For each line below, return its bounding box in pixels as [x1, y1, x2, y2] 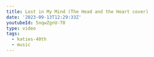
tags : [6, 31, 20, 37]
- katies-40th [11, 36, 47, 42]
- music [11, 42, 31, 48]
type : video [6, 25, 36, 31]
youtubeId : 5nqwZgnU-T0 [6, 20, 66, 26]
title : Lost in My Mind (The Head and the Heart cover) [6, 8, 149, 15]
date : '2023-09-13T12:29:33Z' [6, 14, 82, 20]
